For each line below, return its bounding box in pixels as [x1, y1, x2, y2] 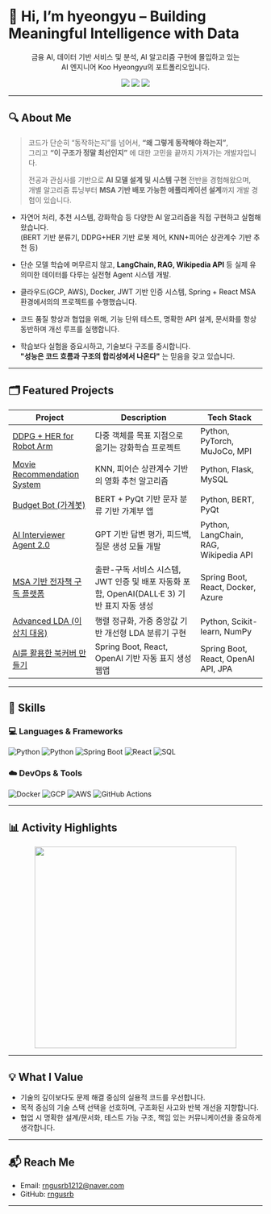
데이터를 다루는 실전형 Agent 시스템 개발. [41, 269, 172, 279]
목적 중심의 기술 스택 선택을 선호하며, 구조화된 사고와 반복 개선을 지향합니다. [19, 1103, 260, 1112]
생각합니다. [19, 1123, 56, 1133]
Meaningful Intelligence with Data [8, 24, 240, 43]
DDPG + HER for [12, 430, 74, 442]
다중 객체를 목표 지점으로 [94, 430, 184, 441]
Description [120, 411, 167, 422]
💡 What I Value [8, 1070, 84, 1083]
